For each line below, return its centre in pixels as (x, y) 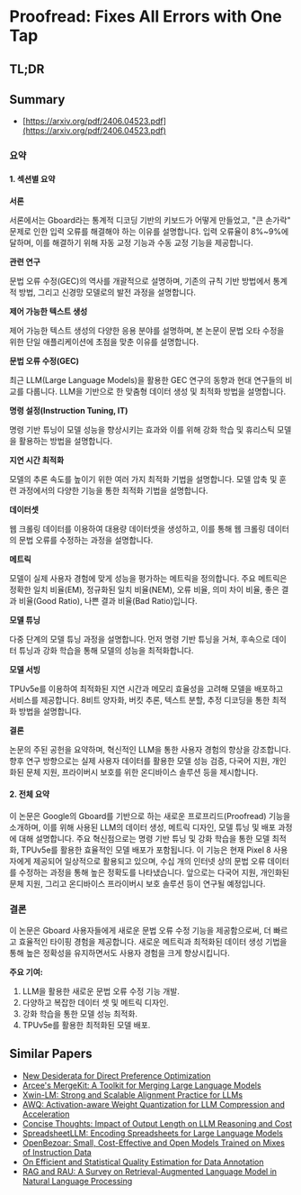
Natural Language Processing (77, 1181)
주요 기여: (26, 972)
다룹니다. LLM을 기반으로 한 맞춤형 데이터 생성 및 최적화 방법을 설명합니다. (156, 391)
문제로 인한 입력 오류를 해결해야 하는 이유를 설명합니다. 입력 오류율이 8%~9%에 (149, 231)
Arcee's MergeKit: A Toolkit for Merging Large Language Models (142, 1085)
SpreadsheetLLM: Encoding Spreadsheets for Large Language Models (152, 1133)
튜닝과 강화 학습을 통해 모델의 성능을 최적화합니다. (106, 650)
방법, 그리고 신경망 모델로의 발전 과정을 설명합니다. (107, 292)
